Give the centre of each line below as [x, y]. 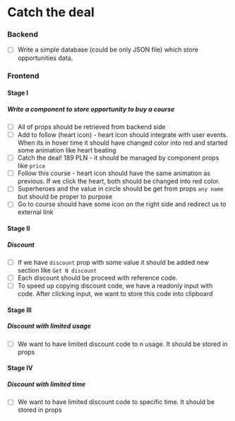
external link [35, 212]
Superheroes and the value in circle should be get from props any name [120, 189]
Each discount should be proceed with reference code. [97, 278]
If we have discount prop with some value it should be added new [113, 262]
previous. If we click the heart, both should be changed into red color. [119, 182]
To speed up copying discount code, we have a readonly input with [115, 286]
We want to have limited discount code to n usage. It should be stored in [122, 344]
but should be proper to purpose [65, 197]
